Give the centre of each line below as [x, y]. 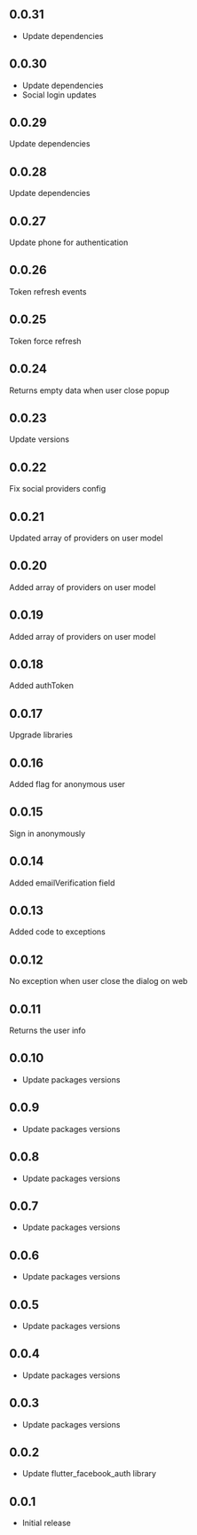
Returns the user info [47, 1031]
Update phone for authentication [69, 242]
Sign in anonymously [47, 833]
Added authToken [41, 686]
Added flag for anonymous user [67, 784]
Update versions [39, 439]
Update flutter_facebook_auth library [89, 1474]
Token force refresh [45, 341]
